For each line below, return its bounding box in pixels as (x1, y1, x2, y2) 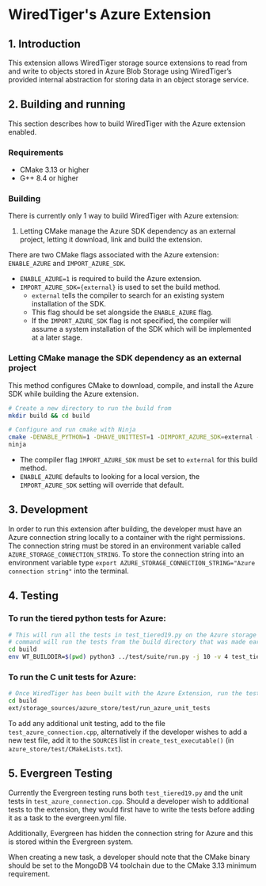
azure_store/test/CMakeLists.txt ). (8, 744, 123, 753)
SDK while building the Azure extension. (8, 389, 139, 398)
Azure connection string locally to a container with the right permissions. (8, 532, 245, 542)
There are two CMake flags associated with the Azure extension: (8, 250, 219, 260)
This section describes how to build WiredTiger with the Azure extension (8, 119, 245, 128)
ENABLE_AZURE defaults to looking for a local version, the (19, 472, 200, 481)
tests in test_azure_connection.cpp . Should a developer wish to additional (8, 796, 249, 805)
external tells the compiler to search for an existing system (31, 291, 225, 300)
